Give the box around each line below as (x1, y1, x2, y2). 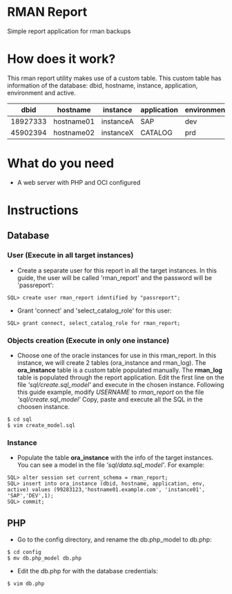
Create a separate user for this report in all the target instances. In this (17, 266, 217, 275)
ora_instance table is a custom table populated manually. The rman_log (17, 366, 223, 374)
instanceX (101, 128, 134, 137)
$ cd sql (7, 415, 32, 423)
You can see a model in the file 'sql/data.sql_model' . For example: (17, 461, 205, 469)
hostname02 (53, 128, 95, 137)
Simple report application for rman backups (7, 27, 131, 35)
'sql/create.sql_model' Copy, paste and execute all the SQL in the (17, 395, 203, 404)
